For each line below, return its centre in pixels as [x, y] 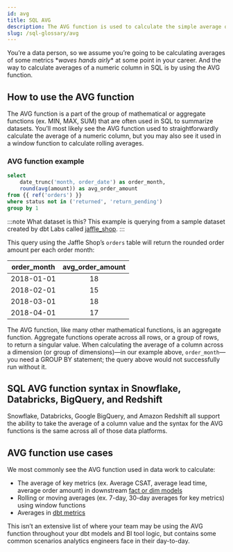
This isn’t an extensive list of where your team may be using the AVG [105, 526]
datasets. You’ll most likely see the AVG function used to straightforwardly [113, 129]
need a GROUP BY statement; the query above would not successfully [120, 359]
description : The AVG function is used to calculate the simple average [114, 26]
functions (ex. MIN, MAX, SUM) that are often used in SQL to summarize [110, 121]
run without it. [27, 367]
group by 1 [23, 208]
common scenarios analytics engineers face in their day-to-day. [99, 541]
